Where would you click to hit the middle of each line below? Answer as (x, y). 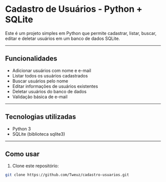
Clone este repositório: (36, 166)
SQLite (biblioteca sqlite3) (39, 134)
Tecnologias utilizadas (41, 117)
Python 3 (21, 129)
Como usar (22, 154)
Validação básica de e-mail (40, 97)
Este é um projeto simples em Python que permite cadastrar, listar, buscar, (81, 33)
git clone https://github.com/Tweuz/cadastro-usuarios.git (67, 175)
